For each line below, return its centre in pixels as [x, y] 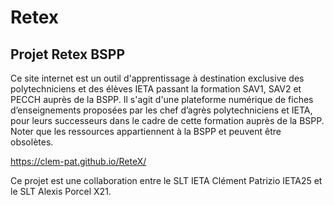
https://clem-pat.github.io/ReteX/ [78, 161]
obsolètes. [32, 142]
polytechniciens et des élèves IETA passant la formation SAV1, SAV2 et [156, 89]
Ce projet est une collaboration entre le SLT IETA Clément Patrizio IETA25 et [166, 180]
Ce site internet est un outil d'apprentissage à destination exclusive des [157, 78]
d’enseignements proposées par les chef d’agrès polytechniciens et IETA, [161, 110]
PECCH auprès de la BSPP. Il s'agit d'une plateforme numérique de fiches [162, 99]
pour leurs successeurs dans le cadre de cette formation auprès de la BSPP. [167, 120]
